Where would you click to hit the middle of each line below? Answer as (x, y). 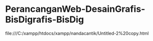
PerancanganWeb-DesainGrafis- (75, 9)
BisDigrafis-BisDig (45, 20)
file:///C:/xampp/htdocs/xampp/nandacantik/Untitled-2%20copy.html (77, 33)
